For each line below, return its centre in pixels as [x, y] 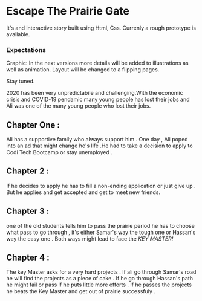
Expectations [26, 50]
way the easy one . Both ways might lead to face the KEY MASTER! [90, 238]
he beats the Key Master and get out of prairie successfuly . [81, 291]
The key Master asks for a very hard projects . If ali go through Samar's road [101, 272]
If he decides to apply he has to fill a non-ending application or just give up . [101, 186]
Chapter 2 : [28, 171]
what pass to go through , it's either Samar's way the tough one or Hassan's [101, 232]
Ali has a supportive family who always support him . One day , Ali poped [97, 140]
